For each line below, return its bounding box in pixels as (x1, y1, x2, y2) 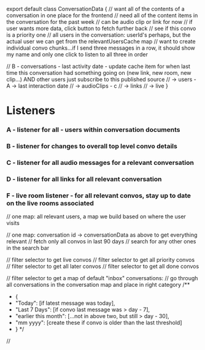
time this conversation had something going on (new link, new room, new (6, 69, 191, 76)
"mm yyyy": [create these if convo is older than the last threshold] (15, 319, 182, 327)
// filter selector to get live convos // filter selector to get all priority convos (6, 256, 195, 264)
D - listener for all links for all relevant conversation (6, 175, 162, 183)
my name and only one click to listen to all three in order (6, 51, 149, 58)
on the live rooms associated (6, 199, 94, 207)
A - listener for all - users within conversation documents (6, 126, 180, 134)
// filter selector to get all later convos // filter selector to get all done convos (6, 263, 199, 270)
